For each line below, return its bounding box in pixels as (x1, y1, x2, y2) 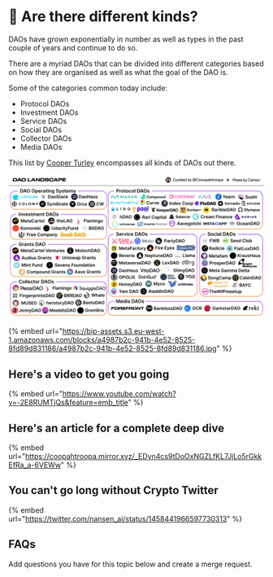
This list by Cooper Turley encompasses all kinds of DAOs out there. (8, 158, 237, 168)
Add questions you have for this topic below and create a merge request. (8, 559, 253, 569)
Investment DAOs (19, 107, 79, 117)
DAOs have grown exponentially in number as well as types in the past (8, 34, 244, 44)
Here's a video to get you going (8, 367, 170, 381)
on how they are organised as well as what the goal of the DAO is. (8, 67, 229, 76)
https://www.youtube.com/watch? (62, 389, 176, 399)
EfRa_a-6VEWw (8, 460, 62, 470)
